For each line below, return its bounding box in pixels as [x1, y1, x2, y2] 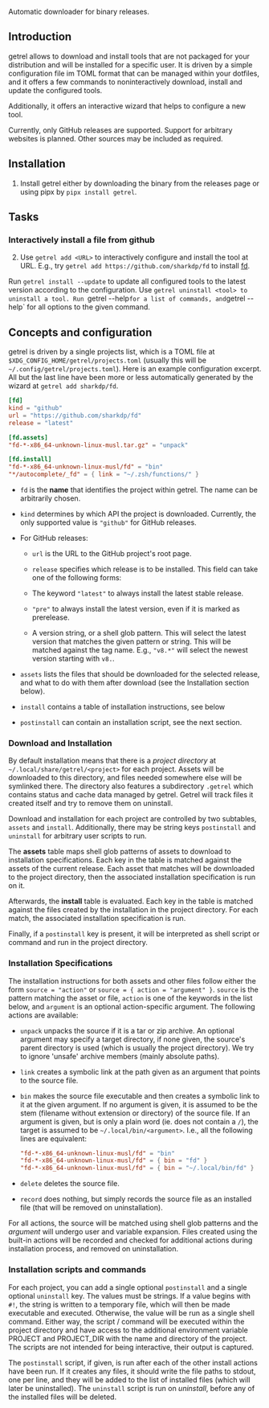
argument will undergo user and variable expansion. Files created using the [8, 1227, 258, 1237]
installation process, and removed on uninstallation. [8, 1244, 179, 1254]
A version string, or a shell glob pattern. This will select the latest [31, 628, 247, 637]
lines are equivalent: [19, 1133, 87, 1144]
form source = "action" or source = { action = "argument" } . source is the [8, 984, 259, 994]
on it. [8, 881, 26, 890]
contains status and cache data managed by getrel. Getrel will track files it [8, 790, 254, 800]
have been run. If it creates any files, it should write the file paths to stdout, [8, 1366, 256, 1376]
